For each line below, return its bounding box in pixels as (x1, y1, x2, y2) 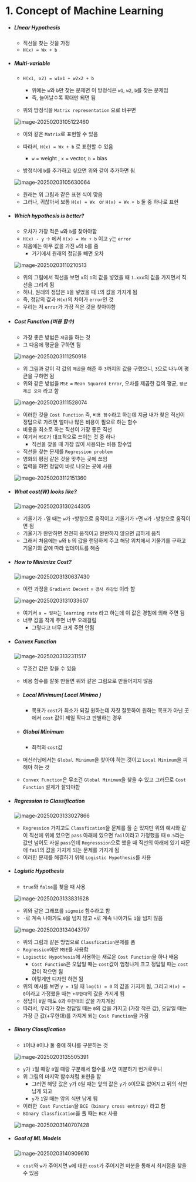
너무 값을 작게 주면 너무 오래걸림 (22, 617, 97, 623)
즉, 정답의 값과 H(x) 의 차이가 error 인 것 (22, 296, 114, 303)
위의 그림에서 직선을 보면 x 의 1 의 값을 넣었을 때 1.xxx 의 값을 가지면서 (22, 274, 180, 281)
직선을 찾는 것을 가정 (22, 39, 70, 47)
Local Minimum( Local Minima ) (22, 691, 102, 698)
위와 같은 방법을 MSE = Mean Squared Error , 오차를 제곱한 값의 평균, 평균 (22, 380, 188, 387)
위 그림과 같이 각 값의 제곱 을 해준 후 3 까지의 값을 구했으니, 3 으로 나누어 (22, 365, 183, 372)
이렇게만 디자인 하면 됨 (31, 975, 84, 982)
